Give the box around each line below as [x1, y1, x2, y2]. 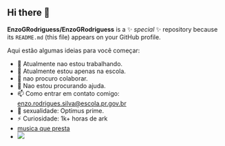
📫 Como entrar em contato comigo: [17, 89, 120, 97]
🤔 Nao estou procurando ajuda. [17, 81, 106, 90]
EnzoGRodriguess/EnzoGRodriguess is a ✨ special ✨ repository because [7, 25, 218, 33]
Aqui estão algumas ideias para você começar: [7, 46, 140, 54]
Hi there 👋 [7, 7, 50, 19]
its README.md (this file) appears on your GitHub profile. [7, 32, 161, 41]
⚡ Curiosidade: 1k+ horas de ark [17, 114, 108, 123]
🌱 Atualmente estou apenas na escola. [17, 67, 126, 75]
